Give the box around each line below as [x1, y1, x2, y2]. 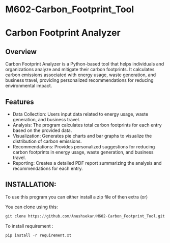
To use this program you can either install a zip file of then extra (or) [5, 193, 148, 200]
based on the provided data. [12, 127, 72, 134]
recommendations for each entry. [12, 165, 83, 171]
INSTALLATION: [5, 180, 57, 189]
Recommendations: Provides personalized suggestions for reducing [12, 144, 155, 149]
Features [5, 97, 34, 106]
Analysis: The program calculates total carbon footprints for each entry [12, 122, 162, 128]
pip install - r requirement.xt [5, 233, 72, 238]
